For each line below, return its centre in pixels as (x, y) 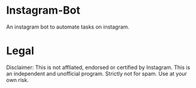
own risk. (17, 80)
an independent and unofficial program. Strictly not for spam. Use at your (97, 73)
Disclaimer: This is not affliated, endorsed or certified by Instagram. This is (98, 67)
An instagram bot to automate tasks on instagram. (68, 27)
